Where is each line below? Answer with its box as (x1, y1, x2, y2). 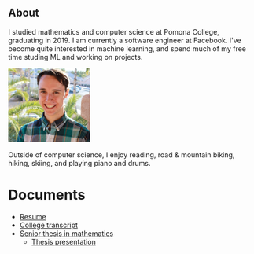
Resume (19, 212, 46, 221)
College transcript (19, 220, 79, 230)
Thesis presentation (31, 237, 96, 246)
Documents (8, 186, 86, 204)
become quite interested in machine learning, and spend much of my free (8, 43, 246, 53)
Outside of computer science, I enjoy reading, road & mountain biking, (8, 149, 235, 160)
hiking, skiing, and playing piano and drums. (8, 158, 151, 167)
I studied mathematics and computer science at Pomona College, (8, 27, 220, 36)
